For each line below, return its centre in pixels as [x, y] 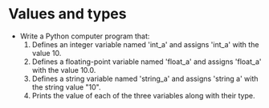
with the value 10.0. [64, 70]
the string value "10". [66, 87]
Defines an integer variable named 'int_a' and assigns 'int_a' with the [145, 44]
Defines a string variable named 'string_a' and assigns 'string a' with [145, 78]
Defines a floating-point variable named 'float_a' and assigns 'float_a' [147, 62]
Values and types [67, 14]
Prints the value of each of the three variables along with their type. [143, 95]
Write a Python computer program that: [85, 36]
